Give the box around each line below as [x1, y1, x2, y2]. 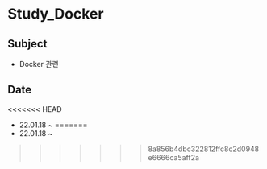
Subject [7, 37, 48, 51]
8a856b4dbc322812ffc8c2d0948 [148, 144, 260, 154]
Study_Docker [7, 5, 104, 23]
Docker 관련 [19, 60, 59, 68]
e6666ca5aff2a [148, 152, 199, 162]
